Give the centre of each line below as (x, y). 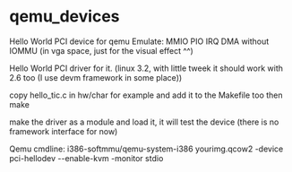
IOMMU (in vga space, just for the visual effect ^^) (102, 50)
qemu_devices (64, 17)
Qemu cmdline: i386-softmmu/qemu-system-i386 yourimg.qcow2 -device (146, 149)
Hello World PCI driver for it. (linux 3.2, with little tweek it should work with (146, 68)
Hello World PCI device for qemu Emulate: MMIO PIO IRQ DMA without (139, 41)
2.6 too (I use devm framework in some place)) (96, 77)
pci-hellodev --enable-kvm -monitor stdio (86, 158)
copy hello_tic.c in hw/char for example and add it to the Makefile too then (146, 95)
